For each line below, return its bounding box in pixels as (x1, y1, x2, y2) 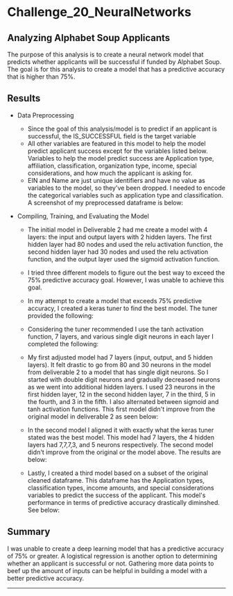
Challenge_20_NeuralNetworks (7, 4, 192, 20)
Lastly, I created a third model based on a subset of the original (27, 469, 208, 477)
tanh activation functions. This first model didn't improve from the (27, 405, 216, 413)
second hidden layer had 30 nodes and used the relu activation (27, 248, 209, 256)
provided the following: (27, 311, 94, 320)
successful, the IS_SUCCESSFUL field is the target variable (27, 131, 196, 140)
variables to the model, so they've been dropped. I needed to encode (27, 184, 225, 192)
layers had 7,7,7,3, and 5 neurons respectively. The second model (27, 440, 214, 449)
